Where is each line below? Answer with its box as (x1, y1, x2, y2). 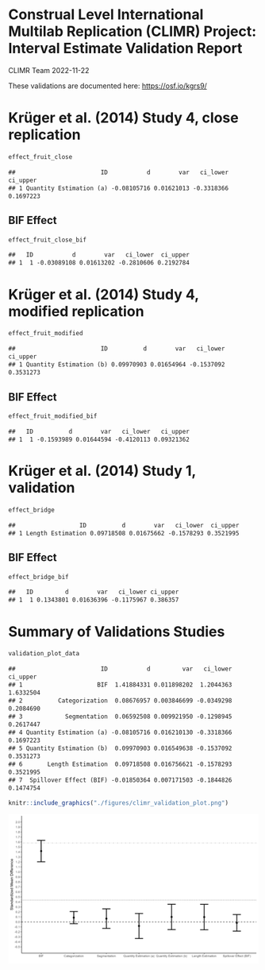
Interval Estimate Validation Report (8, 40, 243, 57)
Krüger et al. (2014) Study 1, (8, 462, 197, 480)
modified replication (8, 302, 144, 320)
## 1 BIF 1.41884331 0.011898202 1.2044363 (8, 681, 232, 689)
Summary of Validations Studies (8, 622, 225, 640)
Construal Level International (8, 6, 204, 24)
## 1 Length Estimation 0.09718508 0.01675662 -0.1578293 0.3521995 (8, 529, 240, 537)
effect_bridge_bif (8, 573, 69, 581)
